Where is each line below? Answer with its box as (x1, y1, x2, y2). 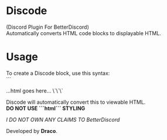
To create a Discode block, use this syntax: (6, 69, 110, 77)
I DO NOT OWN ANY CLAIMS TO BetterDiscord (6, 116, 120, 123)
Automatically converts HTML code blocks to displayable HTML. (6, 29, 161, 36)
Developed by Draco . (6, 127, 57, 134)
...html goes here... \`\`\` (6, 87, 63, 94)
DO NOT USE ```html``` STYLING (6, 104, 86, 112)
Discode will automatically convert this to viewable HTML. (6, 98, 146, 105)
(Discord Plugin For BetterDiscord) (6, 23, 90, 30)
